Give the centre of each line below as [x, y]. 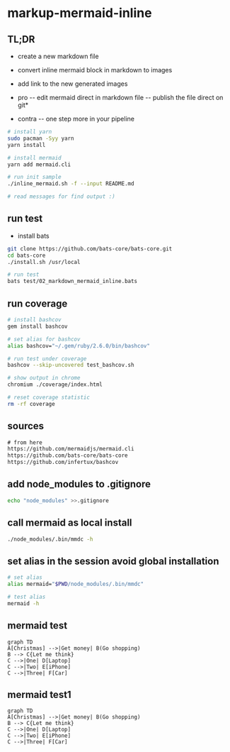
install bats [33, 236]
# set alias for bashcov [44, 339]
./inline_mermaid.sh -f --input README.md [71, 184]
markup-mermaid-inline [80, 13]
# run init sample [34, 177]
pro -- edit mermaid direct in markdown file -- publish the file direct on [120, 98]
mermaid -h [23, 603]
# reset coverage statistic [49, 397]
